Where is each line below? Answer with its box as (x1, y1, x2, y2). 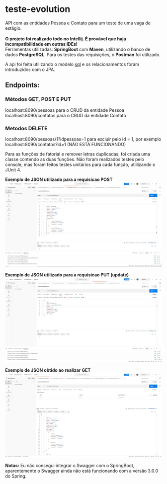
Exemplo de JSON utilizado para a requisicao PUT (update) (5, 272, 129, 278)
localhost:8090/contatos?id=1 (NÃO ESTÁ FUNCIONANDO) (5, 141, 126, 147)
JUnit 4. (5, 166, 21, 172)
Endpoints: (5, 81, 40, 89)
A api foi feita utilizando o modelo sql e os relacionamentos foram (5, 61, 139, 67)
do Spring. (5, 473, 27, 479)
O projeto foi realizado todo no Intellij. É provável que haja (5, 36, 126, 42)
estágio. (5, 25, 22, 31)
